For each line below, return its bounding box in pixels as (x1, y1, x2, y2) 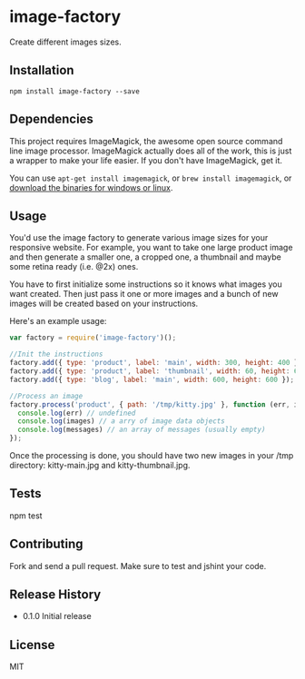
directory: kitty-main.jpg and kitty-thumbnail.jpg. (9, 460, 191, 470)
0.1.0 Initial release (22, 611, 93, 622)
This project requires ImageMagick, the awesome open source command (9, 135, 283, 146)
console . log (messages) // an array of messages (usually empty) (17, 425, 266, 435)
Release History (9, 587, 102, 603)
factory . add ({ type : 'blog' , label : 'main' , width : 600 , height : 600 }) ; (9, 375, 295, 384)
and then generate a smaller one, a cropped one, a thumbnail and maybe (9, 251, 281, 262)
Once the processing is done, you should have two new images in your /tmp (9, 450, 294, 460)
